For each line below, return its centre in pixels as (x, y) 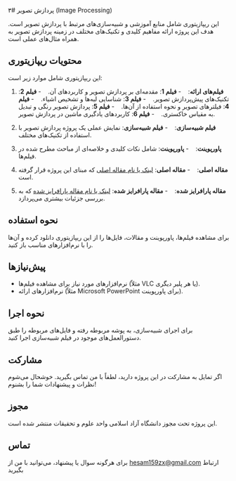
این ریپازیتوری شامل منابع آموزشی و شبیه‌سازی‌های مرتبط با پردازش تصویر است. (114, 24)
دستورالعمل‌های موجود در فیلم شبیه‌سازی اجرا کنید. (74, 338)
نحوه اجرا (26, 313)
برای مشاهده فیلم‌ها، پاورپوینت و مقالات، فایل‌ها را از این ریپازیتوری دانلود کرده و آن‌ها (119, 237)
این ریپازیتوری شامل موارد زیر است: (55, 77)
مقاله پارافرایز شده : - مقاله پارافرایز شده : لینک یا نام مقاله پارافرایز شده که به (122, 191)
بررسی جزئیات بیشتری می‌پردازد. (61, 198)
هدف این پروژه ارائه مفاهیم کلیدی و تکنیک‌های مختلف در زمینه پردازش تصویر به (111, 31)
